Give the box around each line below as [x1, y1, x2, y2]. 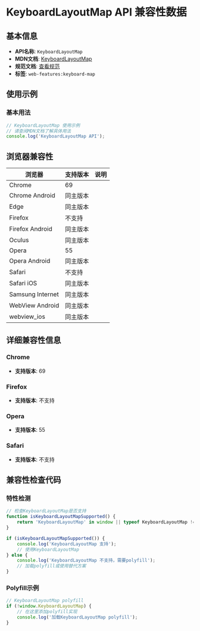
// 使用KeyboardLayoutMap [17, 547, 79, 552]
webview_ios [9, 313, 46, 321]
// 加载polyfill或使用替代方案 [17, 563, 86, 569]
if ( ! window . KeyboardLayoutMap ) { [6, 603, 92, 610]
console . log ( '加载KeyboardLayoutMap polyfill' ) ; [17, 614, 138, 620]
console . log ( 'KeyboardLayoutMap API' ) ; [6, 133, 105, 140]
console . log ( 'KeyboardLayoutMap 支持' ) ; [17, 541, 117, 547]
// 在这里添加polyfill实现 [17, 609, 77, 615]
